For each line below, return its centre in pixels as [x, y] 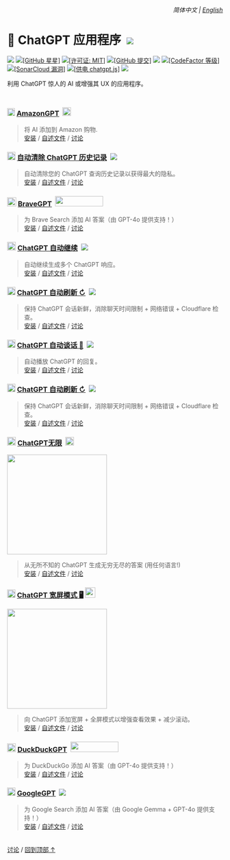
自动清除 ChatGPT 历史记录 [62, 157]
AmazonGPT [38, 114]
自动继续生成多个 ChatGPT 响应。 [72, 264]
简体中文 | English [198, 10]
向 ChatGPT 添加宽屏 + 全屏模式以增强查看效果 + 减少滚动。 [108, 719]
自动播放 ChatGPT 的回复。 [62, 361]
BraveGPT [35, 204]
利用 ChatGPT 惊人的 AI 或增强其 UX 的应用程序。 [77, 83]
